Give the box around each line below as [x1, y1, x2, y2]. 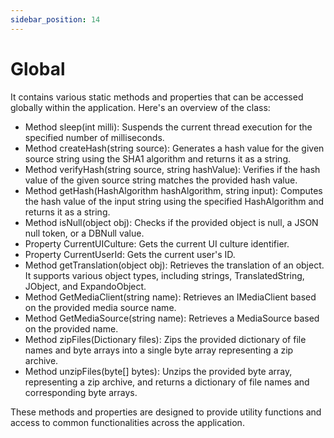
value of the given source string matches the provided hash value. [24, 174, 298, 186]
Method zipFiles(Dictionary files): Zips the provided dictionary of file [24, 333, 307, 345]
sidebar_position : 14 [10, 14, 101, 25]
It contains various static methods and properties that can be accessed [10, 91, 304, 103]
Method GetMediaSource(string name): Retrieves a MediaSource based [24, 312, 320, 324]
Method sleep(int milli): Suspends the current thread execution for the [24, 121, 313, 133]
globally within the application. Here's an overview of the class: [10, 101, 271, 113]
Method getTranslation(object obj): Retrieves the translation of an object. [24, 259, 325, 271]
